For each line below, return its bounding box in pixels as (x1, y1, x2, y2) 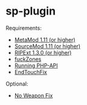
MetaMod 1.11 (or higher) (14, 36, 76, 43)
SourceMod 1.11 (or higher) (14, 42, 81, 50)
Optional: (5, 80, 28, 87)
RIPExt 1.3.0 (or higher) (14, 49, 72, 56)
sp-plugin (5, 4, 56, 18)
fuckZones (14, 55, 42, 63)
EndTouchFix (14, 68, 48, 75)
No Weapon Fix (14, 92, 53, 99)
